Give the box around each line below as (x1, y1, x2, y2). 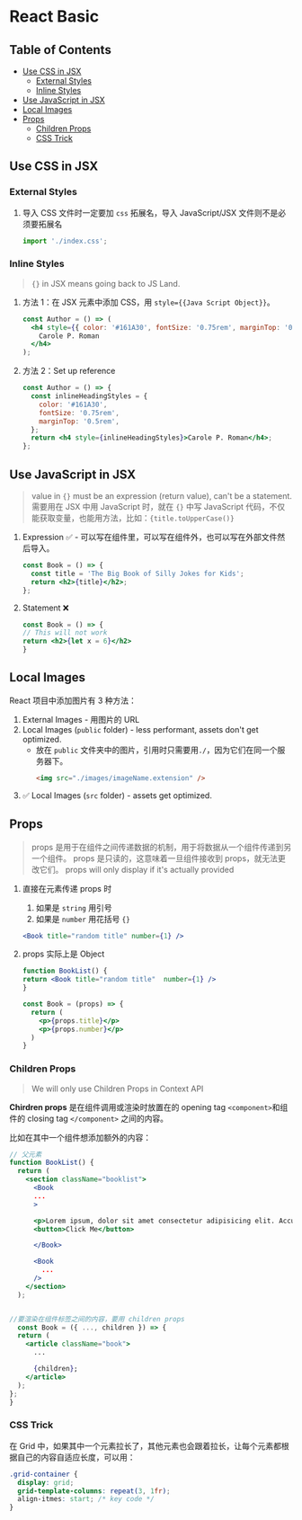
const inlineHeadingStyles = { (31, 392, 148, 401)
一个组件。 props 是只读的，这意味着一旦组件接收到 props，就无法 (31, 852, 279, 864)
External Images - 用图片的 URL (22, 714, 140, 724)
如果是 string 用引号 (35, 902, 112, 913)
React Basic (9, 6, 100, 27)
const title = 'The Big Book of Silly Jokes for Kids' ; (31, 569, 244, 578)
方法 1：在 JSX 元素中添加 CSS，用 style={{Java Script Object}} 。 (22, 297, 276, 307)
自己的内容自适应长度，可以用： (16, 1452, 136, 1462)
